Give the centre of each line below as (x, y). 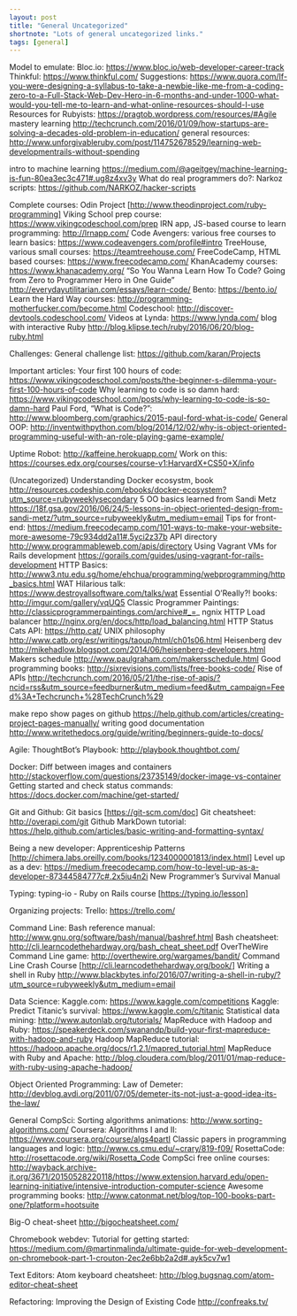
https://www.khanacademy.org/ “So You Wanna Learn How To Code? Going (147, 271)
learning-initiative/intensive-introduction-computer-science (118, 1186)
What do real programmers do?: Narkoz (210, 179)
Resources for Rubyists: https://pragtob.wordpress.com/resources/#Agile (143, 114)
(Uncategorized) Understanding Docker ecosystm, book (111, 481)
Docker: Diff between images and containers (91, 767)
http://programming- (155, 299)
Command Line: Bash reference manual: (82, 928)
